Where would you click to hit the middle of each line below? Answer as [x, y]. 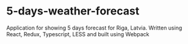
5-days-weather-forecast [73, 11]
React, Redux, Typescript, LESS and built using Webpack [78, 34]
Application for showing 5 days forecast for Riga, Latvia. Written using [94, 28]
